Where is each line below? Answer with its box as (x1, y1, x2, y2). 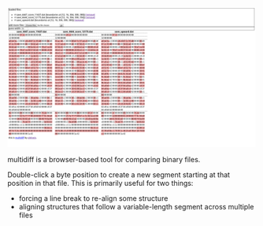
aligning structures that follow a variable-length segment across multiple (18, 202, 254, 211)
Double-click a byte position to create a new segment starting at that (7, 169, 230, 180)
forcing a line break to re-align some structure (18, 193, 169, 203)
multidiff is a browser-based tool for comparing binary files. (7, 154, 201, 164)
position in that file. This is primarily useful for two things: (7, 178, 194, 187)
